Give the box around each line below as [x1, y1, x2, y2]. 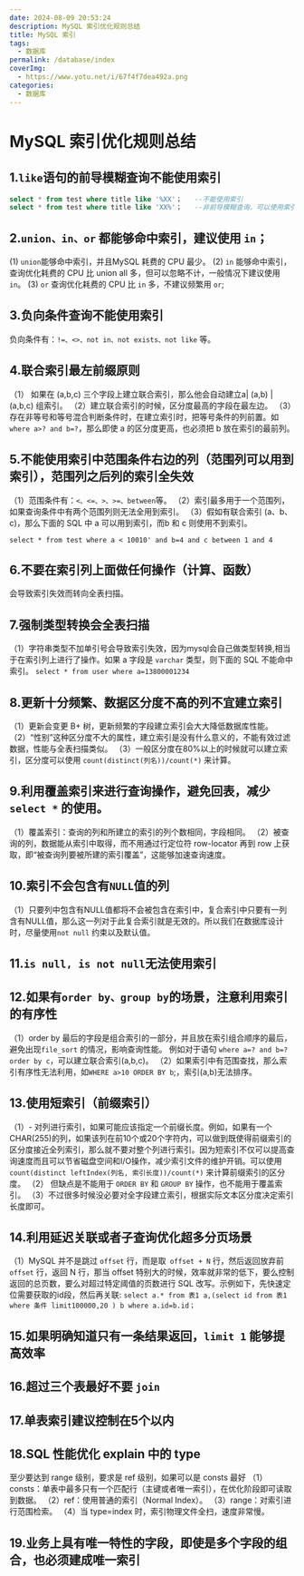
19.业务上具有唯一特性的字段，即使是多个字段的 [9, 1535, 276, 1551]
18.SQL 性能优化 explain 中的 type [9, 1446, 201, 1462]
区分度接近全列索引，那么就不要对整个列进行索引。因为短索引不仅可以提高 [9, 1144, 287, 1155]
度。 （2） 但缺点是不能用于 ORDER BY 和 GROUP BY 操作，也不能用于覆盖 [9, 1178, 275, 1189]
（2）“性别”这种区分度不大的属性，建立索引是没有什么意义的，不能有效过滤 [9, 731, 291, 742]
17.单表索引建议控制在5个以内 [9, 1413, 175, 1428]
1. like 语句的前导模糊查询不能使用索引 [9, 170, 222, 186]
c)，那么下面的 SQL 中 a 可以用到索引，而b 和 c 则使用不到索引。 [9, 517, 252, 528]
